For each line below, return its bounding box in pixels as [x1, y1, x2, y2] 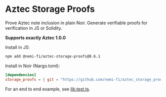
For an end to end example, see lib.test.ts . [5, 86, 90, 92]
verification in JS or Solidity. [5, 25, 63, 31]
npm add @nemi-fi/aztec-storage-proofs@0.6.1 [5, 53, 100, 59]
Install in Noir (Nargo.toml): [5, 63, 60, 69]
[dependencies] [5, 72, 37, 77]
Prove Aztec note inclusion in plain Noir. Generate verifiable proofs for [5, 20, 148, 26]
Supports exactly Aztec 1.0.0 [5, 35, 66, 41]
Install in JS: [5, 44, 30, 50]
